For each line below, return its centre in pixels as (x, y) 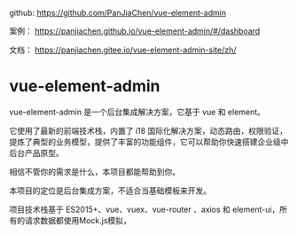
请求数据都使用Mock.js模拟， (78, 220)
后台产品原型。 (36, 152)
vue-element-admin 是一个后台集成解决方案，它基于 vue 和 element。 (137, 112)
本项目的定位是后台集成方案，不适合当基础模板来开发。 (110, 191)
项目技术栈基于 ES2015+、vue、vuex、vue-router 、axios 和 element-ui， (145, 209)
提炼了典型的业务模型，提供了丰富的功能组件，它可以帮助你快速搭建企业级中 (149, 142)
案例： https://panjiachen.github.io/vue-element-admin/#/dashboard (135, 31)
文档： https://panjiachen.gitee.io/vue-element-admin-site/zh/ (123, 50)
